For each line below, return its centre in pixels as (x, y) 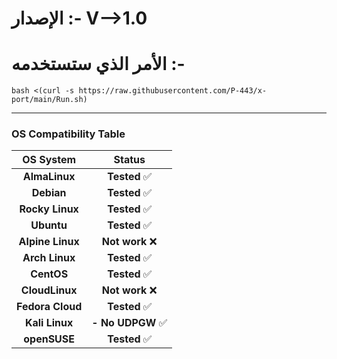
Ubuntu (49, 225)
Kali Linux (49, 323)
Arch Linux (49, 258)
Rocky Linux (49, 209)
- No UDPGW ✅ (129, 323)
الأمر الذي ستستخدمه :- (98, 64)
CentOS (49, 274)
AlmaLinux (49, 177)
